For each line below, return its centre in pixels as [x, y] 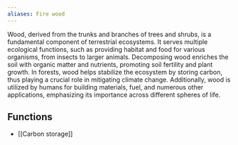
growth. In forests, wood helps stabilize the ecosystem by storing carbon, [115, 72]
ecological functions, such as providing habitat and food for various [106, 49]
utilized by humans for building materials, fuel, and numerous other [106, 87]
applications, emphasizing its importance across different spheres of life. [114, 95]
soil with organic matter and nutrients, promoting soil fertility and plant [110, 64]
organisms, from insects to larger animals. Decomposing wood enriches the [118, 57]
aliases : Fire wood [36, 14]
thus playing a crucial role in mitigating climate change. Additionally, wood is [119, 80]
